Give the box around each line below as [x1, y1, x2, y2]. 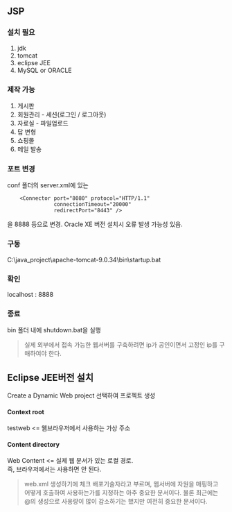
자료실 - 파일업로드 [17, 119, 69, 127]
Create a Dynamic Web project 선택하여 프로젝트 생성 [7, 391, 156, 400]
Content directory [7, 440, 60, 448]
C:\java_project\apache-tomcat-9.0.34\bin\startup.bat [7, 255, 161, 264]
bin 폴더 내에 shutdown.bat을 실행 [7, 326, 102, 334]
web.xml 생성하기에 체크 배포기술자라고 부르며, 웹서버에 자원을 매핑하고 [24, 480, 219, 488]
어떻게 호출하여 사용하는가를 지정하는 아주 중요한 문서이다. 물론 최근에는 [24, 488, 219, 497]
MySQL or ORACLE [17, 66, 72, 74]
